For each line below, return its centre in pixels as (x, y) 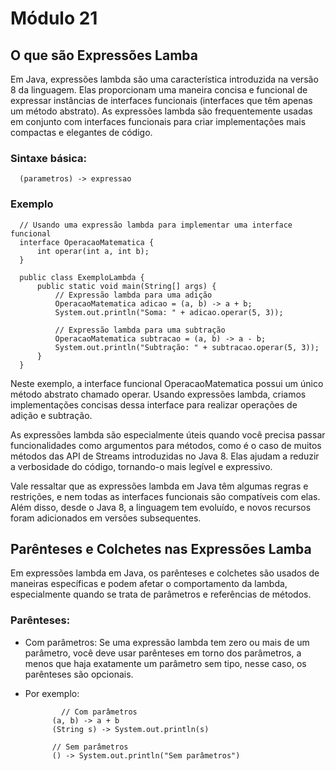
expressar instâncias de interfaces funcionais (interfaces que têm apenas (161, 100)
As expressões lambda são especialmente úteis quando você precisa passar (168, 434)
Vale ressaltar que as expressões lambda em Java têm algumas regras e (159, 486)
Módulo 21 (54, 18)
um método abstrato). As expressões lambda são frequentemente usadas (161, 111)
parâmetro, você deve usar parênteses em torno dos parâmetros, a (163, 653)
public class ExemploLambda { (82, 277)
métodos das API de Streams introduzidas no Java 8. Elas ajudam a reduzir (165, 456)
